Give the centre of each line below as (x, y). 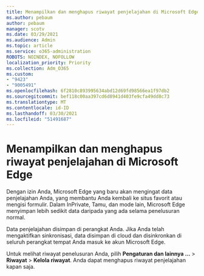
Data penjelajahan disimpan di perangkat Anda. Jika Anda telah (85, 229)
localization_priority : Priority (49, 62)
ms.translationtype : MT (36, 102)
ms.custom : (20, 74)
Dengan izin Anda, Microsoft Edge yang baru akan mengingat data (90, 192)
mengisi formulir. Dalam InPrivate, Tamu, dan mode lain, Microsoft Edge (96, 204)
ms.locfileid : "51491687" (39, 119)
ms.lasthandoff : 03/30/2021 (42, 113)
